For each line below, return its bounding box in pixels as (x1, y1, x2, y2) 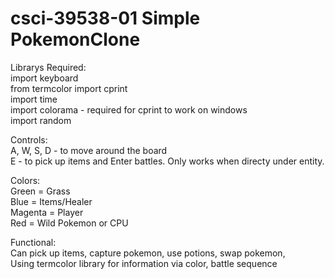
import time (10, 93, 58, 105)
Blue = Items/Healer (10, 195, 93, 207)
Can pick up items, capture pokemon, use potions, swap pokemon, (10, 247, 286, 259)
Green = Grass (10, 185, 71, 197)
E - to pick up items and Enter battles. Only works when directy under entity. (10, 155, 325, 167)
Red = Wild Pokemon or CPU (10, 217, 129, 229)
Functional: (10, 236, 57, 248)
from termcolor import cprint (10, 82, 128, 94)
